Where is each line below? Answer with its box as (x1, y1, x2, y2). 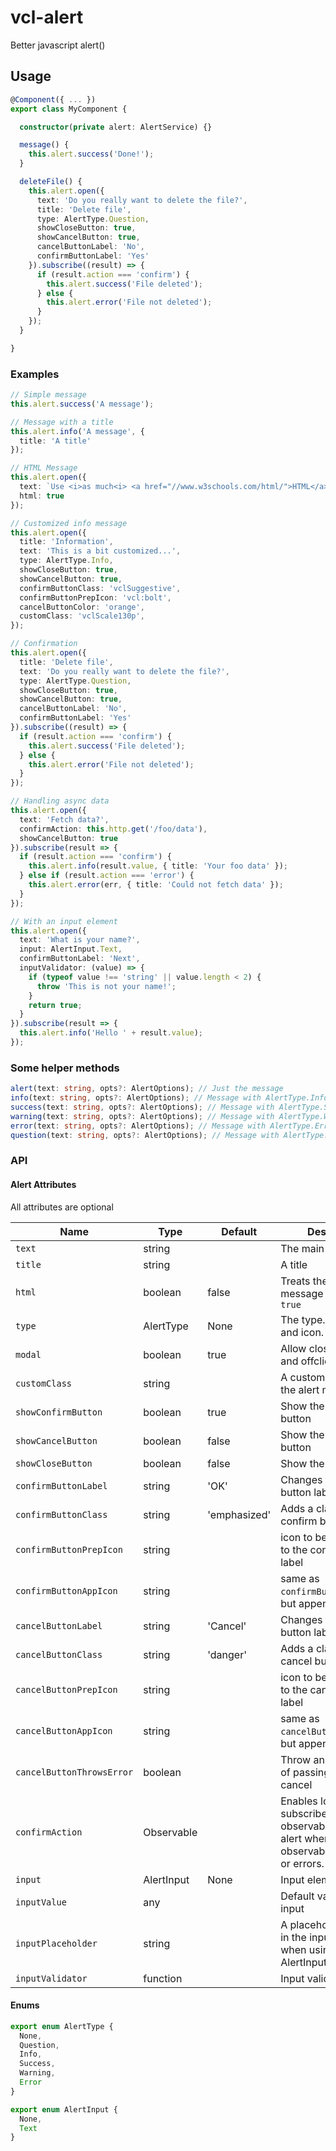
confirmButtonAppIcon (15, 1585, 118, 1596)
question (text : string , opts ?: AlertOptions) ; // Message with (10, 1130, 280, 1140)
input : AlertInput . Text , (19, 944, 123, 955)
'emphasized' (207, 1507, 272, 1521)
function (143, 1971, 183, 1985)
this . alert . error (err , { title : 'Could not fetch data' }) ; (28, 880, 284, 890)
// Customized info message (10, 518, 128, 528)
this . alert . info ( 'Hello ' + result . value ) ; (19, 1028, 203, 1038)
